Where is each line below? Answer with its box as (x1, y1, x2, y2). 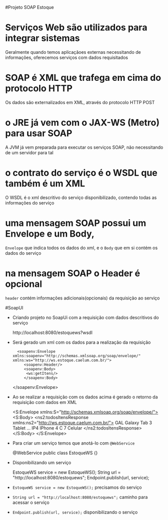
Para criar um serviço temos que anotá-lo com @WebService (12, 440, 135, 446)
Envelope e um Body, (5, 228, 95, 239)
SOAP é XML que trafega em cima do (5, 72, 161, 83)
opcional (5, 278, 43, 289)
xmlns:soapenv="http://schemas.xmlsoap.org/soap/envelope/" (12, 353, 141, 358)
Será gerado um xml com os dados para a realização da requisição (12, 339, 151, 345)
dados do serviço (5, 250, 42, 256)
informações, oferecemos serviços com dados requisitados (5, 54, 128, 60)
